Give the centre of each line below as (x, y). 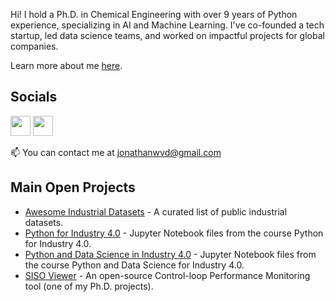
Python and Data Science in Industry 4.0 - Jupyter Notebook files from (170, 254)
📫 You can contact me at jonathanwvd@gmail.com (116, 152)
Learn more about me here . (66, 65)
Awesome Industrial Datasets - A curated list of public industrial (156, 211)
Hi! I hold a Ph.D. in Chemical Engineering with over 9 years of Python (154, 14)
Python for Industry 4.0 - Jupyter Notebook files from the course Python (174, 233)
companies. (34, 46)
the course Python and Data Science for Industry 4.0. (134, 265)
